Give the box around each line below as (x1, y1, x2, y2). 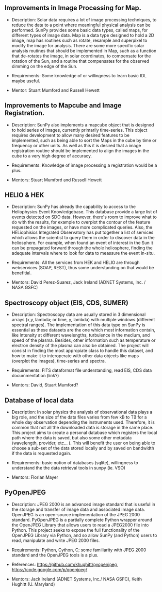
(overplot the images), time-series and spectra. (11, 358, 106, 364)
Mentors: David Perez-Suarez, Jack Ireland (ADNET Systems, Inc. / (11, 279, 146, 285)
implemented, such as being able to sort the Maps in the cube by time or (11, 137, 157, 143)
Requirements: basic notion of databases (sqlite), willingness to (11, 460, 139, 466)
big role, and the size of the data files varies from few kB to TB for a (11, 414, 147, 420)
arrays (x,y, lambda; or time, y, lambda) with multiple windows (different (11, 317, 155, 323)
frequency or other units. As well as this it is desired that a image (11, 142, 141, 148)
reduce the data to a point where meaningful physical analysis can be (11, 22, 151, 28)
